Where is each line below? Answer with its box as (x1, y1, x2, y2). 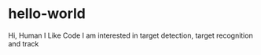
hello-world (8, 5, 86, 23)
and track (8, 38, 39, 48)
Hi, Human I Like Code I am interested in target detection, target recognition (8, 31, 253, 40)
